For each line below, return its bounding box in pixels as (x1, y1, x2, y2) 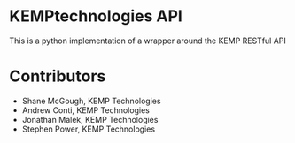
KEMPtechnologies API (9, 6, 183, 26)
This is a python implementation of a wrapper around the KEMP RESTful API (9, 35, 286, 46)
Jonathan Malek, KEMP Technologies (21, 114, 159, 124)
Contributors (9, 66, 106, 87)
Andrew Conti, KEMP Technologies (21, 104, 151, 116)
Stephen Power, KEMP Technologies (21, 124, 156, 134)
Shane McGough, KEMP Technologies (21, 95, 161, 106)
